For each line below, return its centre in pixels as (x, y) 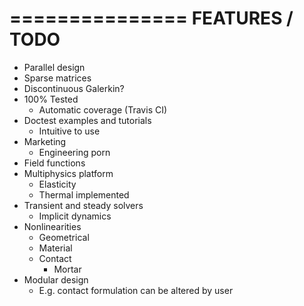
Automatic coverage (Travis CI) (103, 109)
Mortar (67, 269)
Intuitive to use (69, 131)
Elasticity (57, 184)
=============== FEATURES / (151, 18)
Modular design (56, 279)
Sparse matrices (57, 78)
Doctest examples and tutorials (87, 120)
